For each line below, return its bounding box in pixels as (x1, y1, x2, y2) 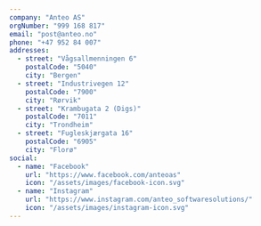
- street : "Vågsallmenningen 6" (17, 54, 138, 63)
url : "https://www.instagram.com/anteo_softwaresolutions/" (25, 195, 253, 205)
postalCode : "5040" (25, 63, 98, 72)
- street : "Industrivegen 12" (17, 79, 129, 88)
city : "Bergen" (25, 71, 82, 80)
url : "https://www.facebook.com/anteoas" (25, 170, 181, 179)
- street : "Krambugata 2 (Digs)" (17, 104, 142, 113)
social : (9, 153, 38, 163)
